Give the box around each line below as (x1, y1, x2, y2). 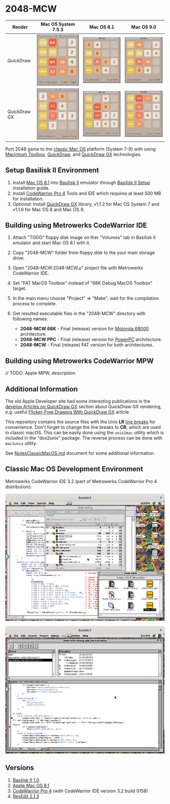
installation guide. (12, 185, 50, 191)
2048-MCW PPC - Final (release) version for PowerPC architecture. (20, 337, 162, 343)
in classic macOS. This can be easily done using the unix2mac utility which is (5, 429, 164, 436)
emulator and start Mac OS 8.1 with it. (12, 240, 91, 246)
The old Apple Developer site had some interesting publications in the (5, 398, 151, 405)
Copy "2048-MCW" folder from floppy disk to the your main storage (12, 249, 155, 256)
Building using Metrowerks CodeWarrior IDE (5, 221, 147, 230)
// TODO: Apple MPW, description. (5, 370, 77, 376)
